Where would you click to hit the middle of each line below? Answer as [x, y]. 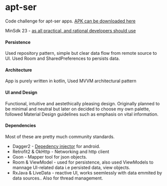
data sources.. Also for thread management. [58, 178]
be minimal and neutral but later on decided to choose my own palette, [78, 109]
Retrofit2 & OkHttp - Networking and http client [61, 152]
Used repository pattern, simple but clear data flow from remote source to [81, 53]
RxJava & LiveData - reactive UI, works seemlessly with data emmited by [87, 173]
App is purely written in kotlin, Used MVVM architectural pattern [71, 81]
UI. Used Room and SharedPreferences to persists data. [63, 58]
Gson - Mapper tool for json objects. [50, 157]
